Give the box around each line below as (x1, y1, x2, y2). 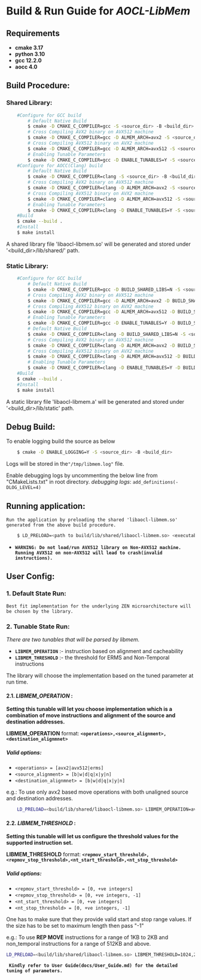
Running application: (6, 501, 86, 511)
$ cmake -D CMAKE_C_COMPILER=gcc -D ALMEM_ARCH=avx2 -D (28, 297, 170, 304)
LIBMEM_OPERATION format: (6, 730, 80, 737)
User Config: (6, 571, 55, 582)
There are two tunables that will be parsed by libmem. (6, 636, 140, 643)
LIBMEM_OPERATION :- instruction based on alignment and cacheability (14, 647, 184, 654)
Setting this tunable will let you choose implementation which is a (6, 705, 172, 713)
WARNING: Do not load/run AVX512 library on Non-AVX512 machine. (14, 544, 181, 550)
